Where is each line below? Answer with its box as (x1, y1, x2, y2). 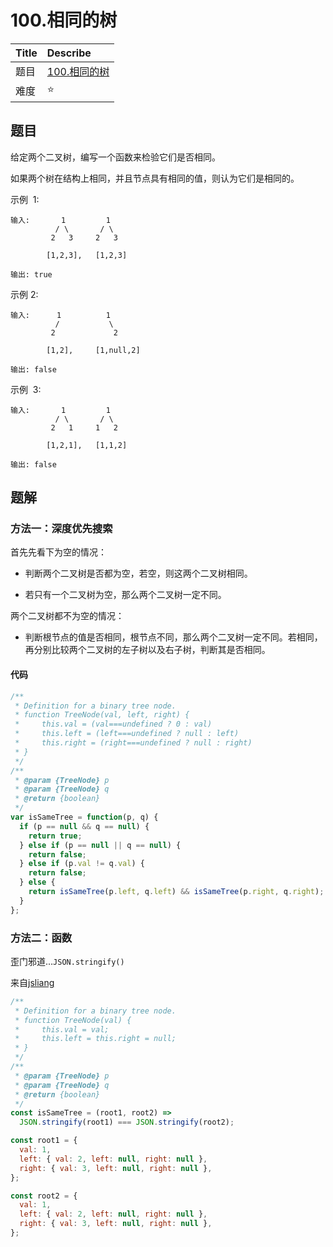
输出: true (10, 269, 53, 280)
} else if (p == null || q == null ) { (19, 840, 182, 850)
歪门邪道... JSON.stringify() (10, 955, 125, 967)
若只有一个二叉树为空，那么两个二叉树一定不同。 (24, 589, 227, 601)
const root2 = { (10, 1191, 78, 1201)
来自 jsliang (10, 976, 55, 988)
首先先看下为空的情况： (10, 546, 107, 558)
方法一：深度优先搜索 (10, 522, 113, 536)
